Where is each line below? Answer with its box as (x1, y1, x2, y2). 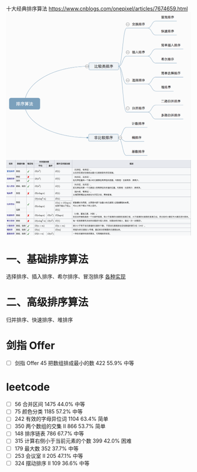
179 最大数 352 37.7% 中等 (14, 445, 79, 452)
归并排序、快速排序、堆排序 (6, 316, 73, 323)
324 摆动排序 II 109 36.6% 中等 (14, 460, 90, 467)
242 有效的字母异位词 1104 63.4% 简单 (14, 416, 108, 423)
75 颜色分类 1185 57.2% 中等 (14, 408, 83, 415)
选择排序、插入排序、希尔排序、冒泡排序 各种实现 (6, 273, 126, 280)
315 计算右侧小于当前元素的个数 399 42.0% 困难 (14, 437, 132, 444)
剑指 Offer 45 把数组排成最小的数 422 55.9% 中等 (14, 360, 135, 367)
